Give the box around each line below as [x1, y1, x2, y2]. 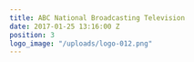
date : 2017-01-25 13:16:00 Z [9, 22, 120, 31]
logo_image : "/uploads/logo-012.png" [9, 38, 153, 48]
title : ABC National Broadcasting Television [9, 13, 185, 23]
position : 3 [9, 30, 55, 39]
